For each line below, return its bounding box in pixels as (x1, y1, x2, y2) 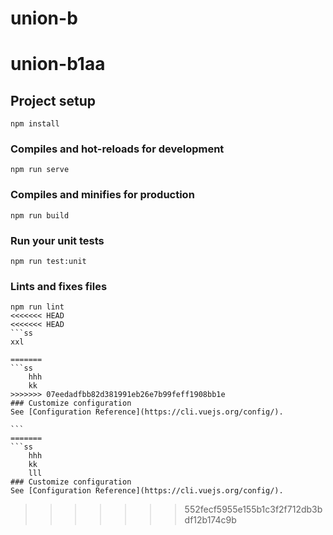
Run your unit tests (10, 233, 105, 247)
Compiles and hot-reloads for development (10, 142, 225, 156)
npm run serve (10, 165, 70, 175)
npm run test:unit (10, 257, 87, 267)
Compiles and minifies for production (10, 188, 195, 202)
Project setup (10, 92, 97, 109)
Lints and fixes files (10, 280, 108, 293)
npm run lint (10, 302, 65, 312)
